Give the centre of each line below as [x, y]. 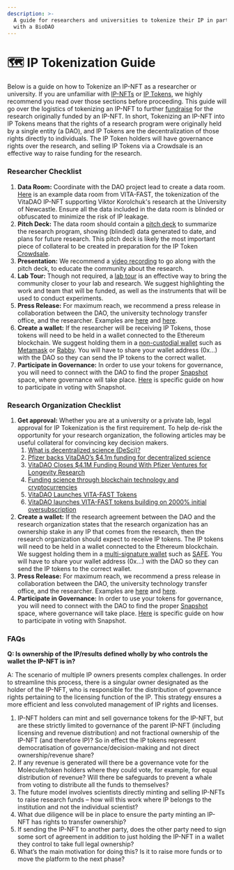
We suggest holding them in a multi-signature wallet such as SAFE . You [120, 554]
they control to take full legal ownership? [76, 844]
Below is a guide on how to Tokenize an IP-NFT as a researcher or [102, 87]
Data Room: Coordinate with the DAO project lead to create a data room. [121, 186]
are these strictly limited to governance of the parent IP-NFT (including [119, 725]
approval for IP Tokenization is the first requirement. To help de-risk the [120, 427]
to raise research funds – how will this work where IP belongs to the [114, 799]
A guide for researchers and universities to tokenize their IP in [114, 20]
